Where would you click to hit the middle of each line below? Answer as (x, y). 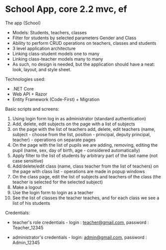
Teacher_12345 (28, 228)
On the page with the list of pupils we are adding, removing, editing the (85, 145)
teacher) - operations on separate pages (54, 140)
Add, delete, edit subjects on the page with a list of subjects (74, 124)
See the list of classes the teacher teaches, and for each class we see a (86, 198)
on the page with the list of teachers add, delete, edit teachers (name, (84, 129)
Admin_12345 (26, 243)
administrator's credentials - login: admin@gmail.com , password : (80, 237)
